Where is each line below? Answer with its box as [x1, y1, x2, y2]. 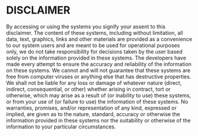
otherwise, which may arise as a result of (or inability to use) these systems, [6, 92, 191, 99]
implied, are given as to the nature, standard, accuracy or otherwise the [6, 110, 180, 118]
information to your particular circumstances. [6, 123, 116, 130]
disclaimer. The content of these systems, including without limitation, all [6, 29, 183, 36]
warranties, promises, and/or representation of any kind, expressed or [6, 104, 177, 111]
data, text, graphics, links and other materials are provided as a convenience [6, 35, 193, 42]
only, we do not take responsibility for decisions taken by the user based [6, 48, 183, 55]
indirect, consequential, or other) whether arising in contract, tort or [6, 85, 171, 92]
